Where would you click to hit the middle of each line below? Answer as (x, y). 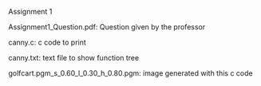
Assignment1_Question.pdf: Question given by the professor (107, 27)
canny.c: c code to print (47, 42)
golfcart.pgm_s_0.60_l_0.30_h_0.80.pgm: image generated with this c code (130, 73)
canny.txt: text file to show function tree (74, 58)
